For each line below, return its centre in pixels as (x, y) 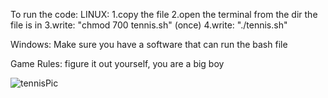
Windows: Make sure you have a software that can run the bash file (149, 44)
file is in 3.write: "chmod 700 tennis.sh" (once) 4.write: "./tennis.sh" (149, 25)
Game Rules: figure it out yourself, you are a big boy (117, 63)
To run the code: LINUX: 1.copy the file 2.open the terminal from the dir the (164, 14)
